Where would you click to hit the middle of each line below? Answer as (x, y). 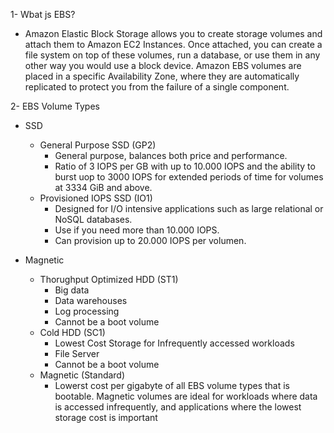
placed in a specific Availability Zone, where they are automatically (162, 76)
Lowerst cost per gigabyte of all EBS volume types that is (172, 385)
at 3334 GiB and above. (103, 187)
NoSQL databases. (93, 219)
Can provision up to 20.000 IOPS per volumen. (150, 240)
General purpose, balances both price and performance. (171, 155)
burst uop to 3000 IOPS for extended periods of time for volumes (189, 177)
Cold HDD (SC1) (72, 332)
